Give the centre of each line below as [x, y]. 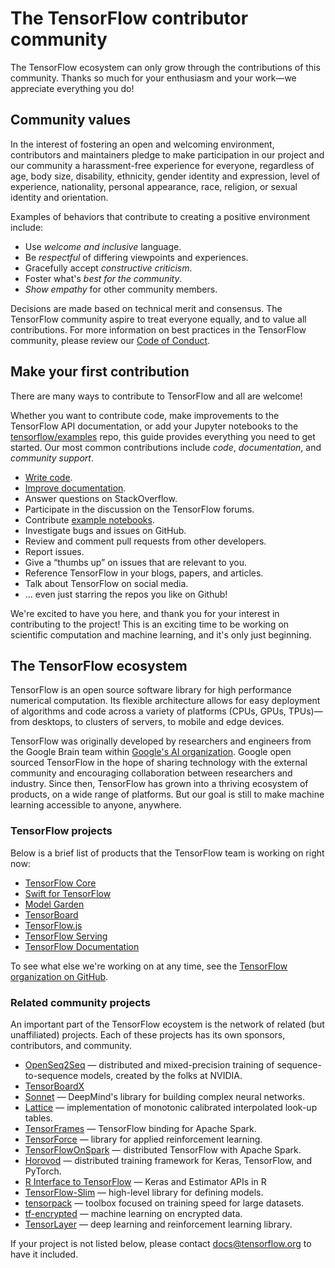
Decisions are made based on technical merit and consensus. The [146, 308]
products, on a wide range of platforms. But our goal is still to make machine [167, 794]
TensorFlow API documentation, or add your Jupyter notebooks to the [154, 426]
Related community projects [80, 1002]
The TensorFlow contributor [129, 18]
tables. [38, 1118]
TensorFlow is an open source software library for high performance [151, 690]
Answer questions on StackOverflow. [101, 498]
